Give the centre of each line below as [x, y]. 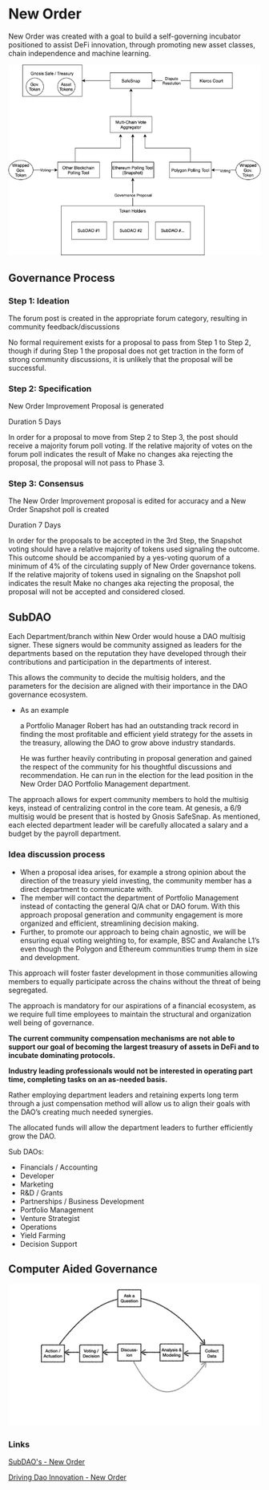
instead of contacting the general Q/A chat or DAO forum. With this [130, 906]
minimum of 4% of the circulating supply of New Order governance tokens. [132, 566]
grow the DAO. [32, 1136]
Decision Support [48, 1244]
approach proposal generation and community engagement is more [131, 914]
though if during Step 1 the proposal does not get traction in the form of [126, 351]
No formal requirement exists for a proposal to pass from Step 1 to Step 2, [130, 342]
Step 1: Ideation [39, 300]
